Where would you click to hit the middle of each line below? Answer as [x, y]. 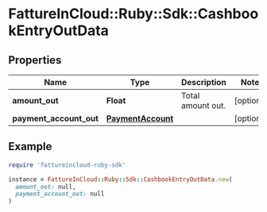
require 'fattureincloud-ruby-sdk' [67, 165]
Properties [35, 60]
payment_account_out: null [60, 194]
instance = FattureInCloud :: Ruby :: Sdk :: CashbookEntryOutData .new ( [120, 179]
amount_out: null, [46, 187]
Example [30, 146]
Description [204, 82]
